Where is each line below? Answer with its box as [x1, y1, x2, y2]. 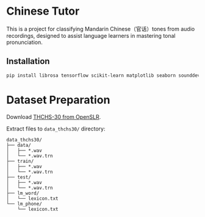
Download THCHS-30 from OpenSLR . [6, 113, 101, 120]
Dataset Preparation [6, 93, 110, 107]
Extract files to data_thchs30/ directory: [6, 125, 106, 132]
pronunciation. [6, 38, 43, 46]
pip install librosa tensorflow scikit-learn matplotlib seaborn [6, 72, 176, 79]
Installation [6, 56, 50, 66]
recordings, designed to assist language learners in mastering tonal [6, 32, 176, 39]
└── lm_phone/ [6, 201, 43, 207]
